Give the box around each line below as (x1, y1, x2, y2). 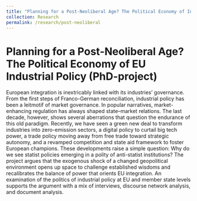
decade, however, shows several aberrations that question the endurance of (6, 114, 191, 121)
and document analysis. (6, 189, 64, 196)
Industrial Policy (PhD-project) (6, 70, 158, 83)
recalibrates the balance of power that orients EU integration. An (6, 170, 162, 177)
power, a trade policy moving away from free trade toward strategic (6, 132, 169, 139)
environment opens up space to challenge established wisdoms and (6, 163, 171, 171)
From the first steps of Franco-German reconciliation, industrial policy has (6, 95, 185, 103)
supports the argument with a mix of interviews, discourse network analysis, (6, 182, 191, 189)
